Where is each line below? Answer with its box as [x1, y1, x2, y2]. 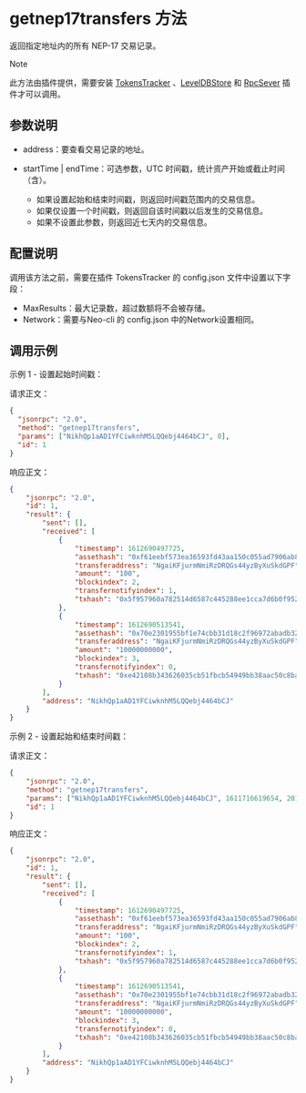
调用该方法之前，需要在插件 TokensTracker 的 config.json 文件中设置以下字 [9, 271, 291, 282]
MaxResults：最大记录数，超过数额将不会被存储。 [22, 302, 211, 313]
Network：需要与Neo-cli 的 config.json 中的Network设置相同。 [22, 313, 260, 324]
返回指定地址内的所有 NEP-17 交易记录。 [9, 40, 161, 51]
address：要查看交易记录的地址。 [22, 143, 149, 155]
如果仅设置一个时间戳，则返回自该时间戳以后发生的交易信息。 [36, 205, 269, 216]
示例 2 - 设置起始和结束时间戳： [9, 730, 129, 742]
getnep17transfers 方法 [9, 8, 188, 29]
